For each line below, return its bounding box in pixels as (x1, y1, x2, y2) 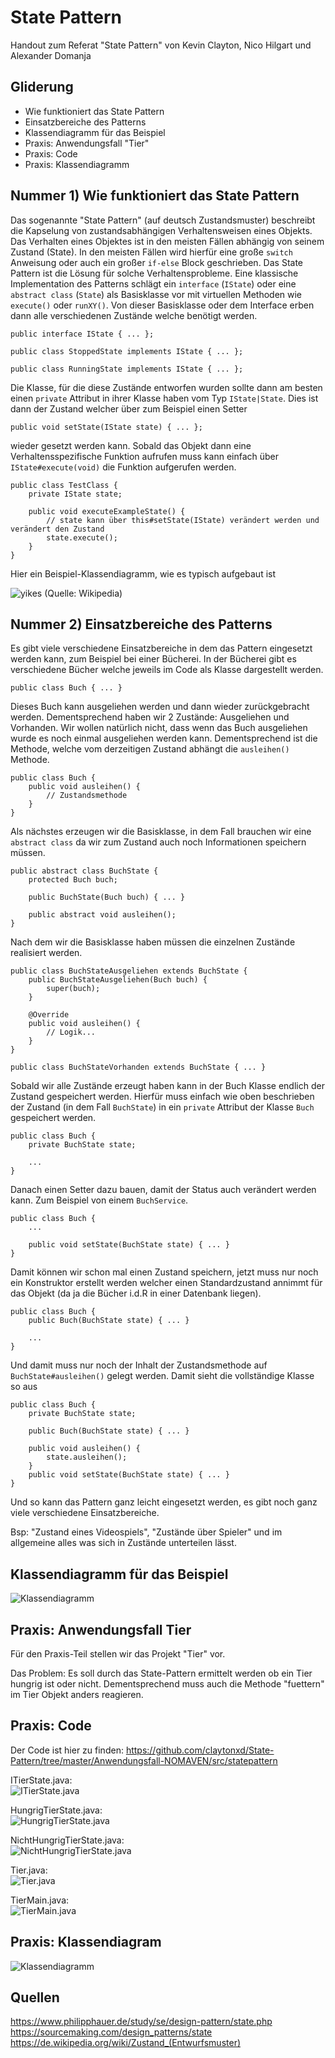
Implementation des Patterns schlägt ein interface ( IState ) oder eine (10, 277, 297, 290)
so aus (10, 1381, 38, 1393)
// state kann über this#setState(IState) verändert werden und (46, 515, 320, 525)
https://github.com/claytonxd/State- (125, 1744, 275, 1756)
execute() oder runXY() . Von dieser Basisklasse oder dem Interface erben (10, 299, 315, 311)
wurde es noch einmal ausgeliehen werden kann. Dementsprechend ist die (10, 732, 318, 745)
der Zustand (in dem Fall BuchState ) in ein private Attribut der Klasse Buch (10, 1101, 315, 1113)
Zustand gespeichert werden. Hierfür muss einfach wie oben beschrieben (10, 1091, 315, 1103)
